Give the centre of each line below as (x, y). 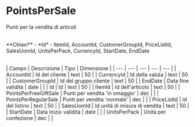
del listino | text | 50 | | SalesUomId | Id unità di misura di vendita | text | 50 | (97, 105)
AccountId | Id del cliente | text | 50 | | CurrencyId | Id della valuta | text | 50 (97, 74)
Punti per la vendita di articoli (41, 27)
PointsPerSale (41, 11)
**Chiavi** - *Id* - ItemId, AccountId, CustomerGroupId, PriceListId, (89, 44)
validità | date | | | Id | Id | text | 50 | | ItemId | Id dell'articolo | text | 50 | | (93, 87)
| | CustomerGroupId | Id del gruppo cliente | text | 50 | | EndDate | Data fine (97, 81)
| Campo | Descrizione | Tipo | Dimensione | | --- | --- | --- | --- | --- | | (91, 68)
